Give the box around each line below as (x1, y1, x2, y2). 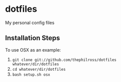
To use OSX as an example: (5, 47, 61, 53)
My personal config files (5, 20, 55, 26)
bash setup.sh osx (12, 72, 50, 77)
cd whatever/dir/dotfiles (12, 67, 66, 72)
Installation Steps (5, 34, 60, 42)
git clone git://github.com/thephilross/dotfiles (12, 57, 117, 62)
